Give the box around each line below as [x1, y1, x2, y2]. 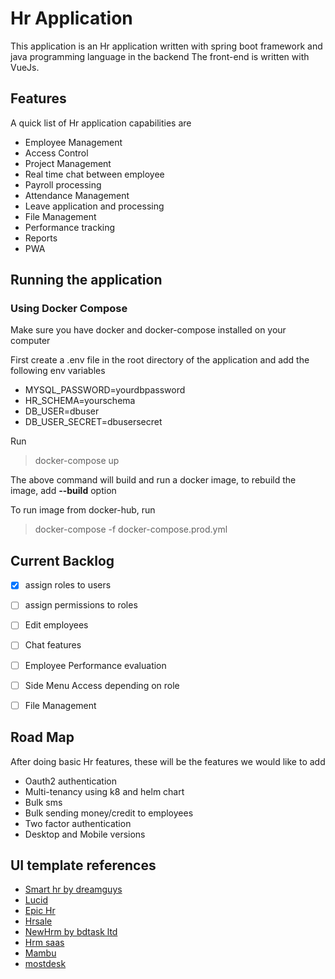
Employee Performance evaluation [24, 659, 167, 671]
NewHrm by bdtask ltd [24, 926, 118, 938]
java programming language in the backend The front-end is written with [10, 50, 310, 62]
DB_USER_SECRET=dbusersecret [24, 416, 163, 428]
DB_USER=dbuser [24, 405, 100, 417]
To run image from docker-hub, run [10, 504, 156, 516]
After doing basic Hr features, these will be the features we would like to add [10, 755, 326, 767]
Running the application [10, 272, 163, 289]
